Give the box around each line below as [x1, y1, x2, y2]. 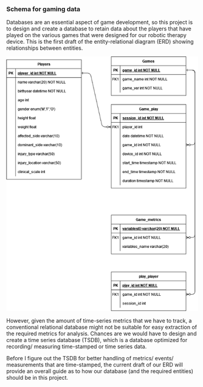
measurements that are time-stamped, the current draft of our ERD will [6, 361, 184, 369]
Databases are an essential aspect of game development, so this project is [6, 19, 193, 26]
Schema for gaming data [6, 5, 81, 13]
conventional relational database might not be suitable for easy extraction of [6, 324, 198, 331]
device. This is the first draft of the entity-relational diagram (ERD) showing [6, 38, 194, 46]
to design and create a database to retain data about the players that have [6, 25, 191, 32]
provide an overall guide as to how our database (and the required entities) [6, 368, 193, 375]
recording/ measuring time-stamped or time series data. [6, 343, 147, 351]
